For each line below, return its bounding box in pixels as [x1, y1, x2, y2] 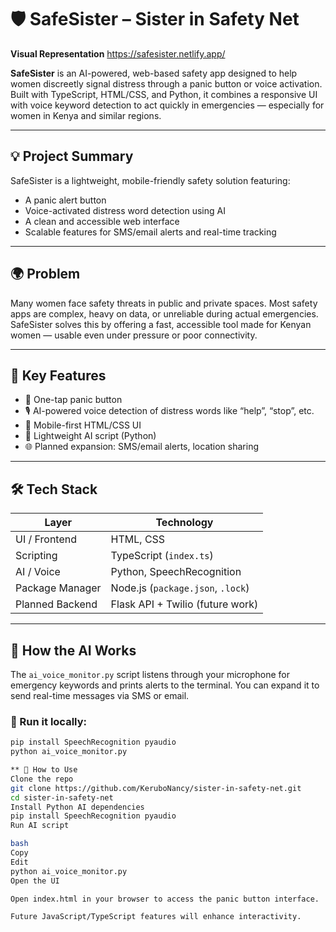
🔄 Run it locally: [10, 714, 87, 728]
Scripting [15, 549, 58, 563]
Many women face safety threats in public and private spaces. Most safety [10, 297, 318, 309]
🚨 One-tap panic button [24, 394, 123, 406]
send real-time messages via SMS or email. [10, 690, 190, 701]
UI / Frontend [15, 532, 77, 546]
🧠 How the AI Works [10, 642, 137, 659]
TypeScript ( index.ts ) [110, 549, 214, 563]
